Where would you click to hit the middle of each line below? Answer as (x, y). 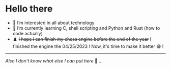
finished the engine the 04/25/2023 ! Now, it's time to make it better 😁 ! (88, 46)
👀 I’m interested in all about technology (53, 23)
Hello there (29, 9)
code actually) (28, 33)
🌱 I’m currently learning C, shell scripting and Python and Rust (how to (86, 28)
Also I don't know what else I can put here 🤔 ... (54, 60)
